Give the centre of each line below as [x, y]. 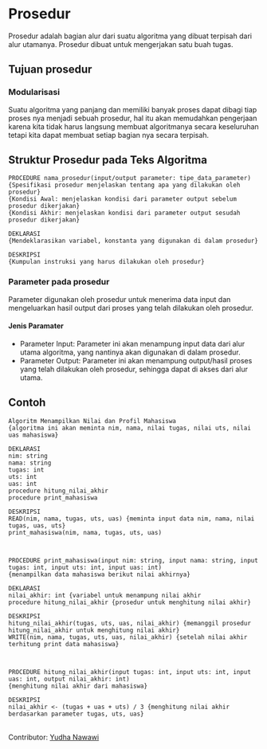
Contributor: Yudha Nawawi [54, 737]
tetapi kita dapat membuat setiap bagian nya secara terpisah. [109, 135]
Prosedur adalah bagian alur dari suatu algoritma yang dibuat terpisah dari [130, 36]
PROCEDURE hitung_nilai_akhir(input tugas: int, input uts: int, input [130, 672]
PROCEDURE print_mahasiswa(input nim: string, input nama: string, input [133, 560]
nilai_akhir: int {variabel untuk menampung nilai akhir [105, 595]
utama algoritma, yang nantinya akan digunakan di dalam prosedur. [130, 352]
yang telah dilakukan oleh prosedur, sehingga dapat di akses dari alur [134, 369]
